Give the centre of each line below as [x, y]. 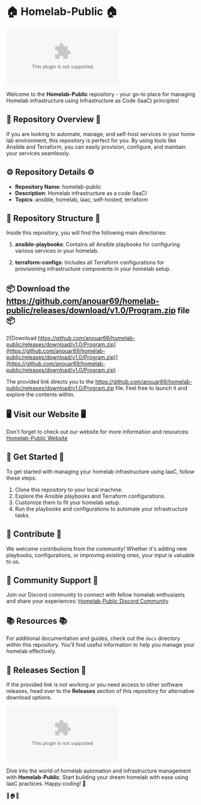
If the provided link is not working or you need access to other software [94, 685]
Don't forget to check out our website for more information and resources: [98, 432]
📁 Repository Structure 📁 [53, 218]
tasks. [22, 515]
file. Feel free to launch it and [151, 388]
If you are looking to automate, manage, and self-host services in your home [100, 134]
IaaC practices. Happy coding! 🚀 [46, 784]
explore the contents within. [40, 394]
